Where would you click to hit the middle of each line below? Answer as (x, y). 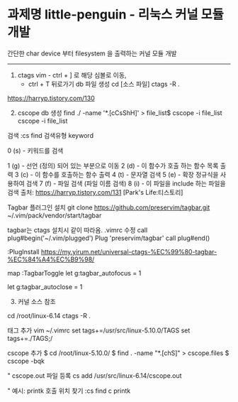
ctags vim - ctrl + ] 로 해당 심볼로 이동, (72, 75)
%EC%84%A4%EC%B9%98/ (51, 259)
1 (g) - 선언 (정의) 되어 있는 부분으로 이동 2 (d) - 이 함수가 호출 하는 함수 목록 (113, 165)
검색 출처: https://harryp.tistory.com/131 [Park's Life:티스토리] (95, 192)
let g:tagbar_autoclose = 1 (45, 287)
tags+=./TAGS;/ (30, 338)
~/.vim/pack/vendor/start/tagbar (55, 215)
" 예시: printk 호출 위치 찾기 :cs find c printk (69, 391)
